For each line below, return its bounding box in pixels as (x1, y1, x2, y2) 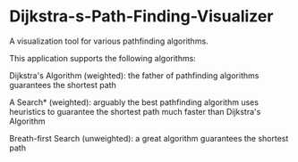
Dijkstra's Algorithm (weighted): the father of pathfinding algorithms (9, 69, 260, 81)
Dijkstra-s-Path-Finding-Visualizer (9, 6, 274, 27)
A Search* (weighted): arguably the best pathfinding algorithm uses (9, 96, 260, 108)
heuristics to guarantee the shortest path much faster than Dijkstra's (9, 106, 261, 117)
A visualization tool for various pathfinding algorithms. (9, 36, 209, 46)
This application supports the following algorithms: (9, 53, 197, 63)
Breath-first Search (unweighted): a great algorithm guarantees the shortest (9, 133, 289, 143)
